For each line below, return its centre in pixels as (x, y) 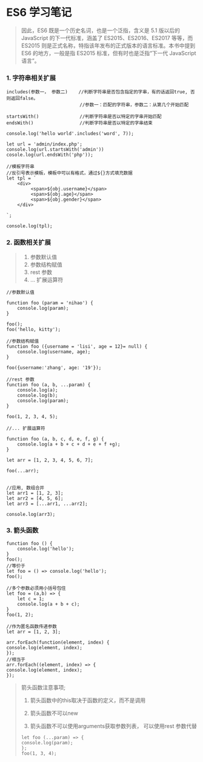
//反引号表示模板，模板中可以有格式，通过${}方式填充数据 (70, 173)
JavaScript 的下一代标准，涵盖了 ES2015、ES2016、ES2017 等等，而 (107, 38)
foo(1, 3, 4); (39, 753)
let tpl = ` (21, 179)
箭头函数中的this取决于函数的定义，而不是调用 (88, 700)
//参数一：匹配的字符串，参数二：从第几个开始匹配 (134, 105)
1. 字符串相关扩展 (31, 78)
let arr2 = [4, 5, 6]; (35, 498)
